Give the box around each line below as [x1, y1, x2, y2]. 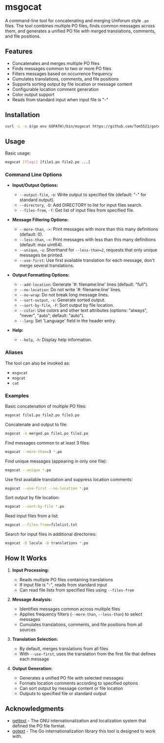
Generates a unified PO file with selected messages [19, 675, 123, 680]
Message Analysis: [12, 596, 52, 602]
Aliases [5, 349, 23, 356]
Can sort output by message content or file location [19, 685, 123, 691]
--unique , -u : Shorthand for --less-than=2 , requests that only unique [19, 247, 158, 253]
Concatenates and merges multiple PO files [12, 60, 100, 66]
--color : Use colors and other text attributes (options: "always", [19, 307, 148, 314]
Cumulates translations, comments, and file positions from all [19, 621, 143, 627]
